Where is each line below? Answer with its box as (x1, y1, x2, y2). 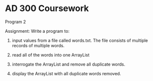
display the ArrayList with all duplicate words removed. (12, 70, 122, 76)
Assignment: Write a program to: (5, 28, 70, 34)
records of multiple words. (12, 42, 65, 48)
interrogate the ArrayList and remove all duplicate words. (12, 61, 125, 67)
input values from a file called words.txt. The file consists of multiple (12, 37, 148, 43)
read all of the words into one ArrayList (12, 52, 90, 58)
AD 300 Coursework (5, 3, 89, 14)
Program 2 (5, 19, 26, 25)
